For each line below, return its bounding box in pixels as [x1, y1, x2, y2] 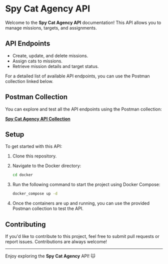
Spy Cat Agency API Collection [5, 115, 71, 121]
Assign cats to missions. [12, 58, 62, 64]
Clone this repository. [12, 153, 57, 159]
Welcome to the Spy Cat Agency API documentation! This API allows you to [5, 19, 161, 25]
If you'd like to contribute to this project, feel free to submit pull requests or [5, 233, 160, 239]
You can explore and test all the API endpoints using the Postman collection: [5, 106, 162, 112]
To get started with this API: [5, 143, 62, 149]
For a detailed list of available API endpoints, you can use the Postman [5, 73, 150, 79]
